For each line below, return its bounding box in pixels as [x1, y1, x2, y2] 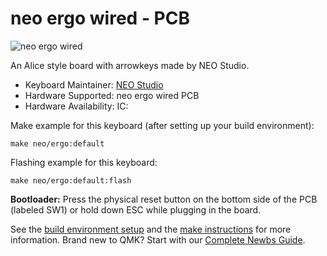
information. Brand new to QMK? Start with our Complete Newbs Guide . [10, 233, 306, 246]
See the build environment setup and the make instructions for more [10, 223, 292, 235]
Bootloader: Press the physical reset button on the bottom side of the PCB [10, 193, 318, 205]
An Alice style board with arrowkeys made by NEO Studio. [10, 59, 250, 71]
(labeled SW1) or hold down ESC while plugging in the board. [10, 203, 262, 216]
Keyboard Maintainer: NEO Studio [24, 78, 164, 91]
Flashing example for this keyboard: [10, 156, 158, 168]
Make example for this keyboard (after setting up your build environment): [10, 119, 315, 131]
